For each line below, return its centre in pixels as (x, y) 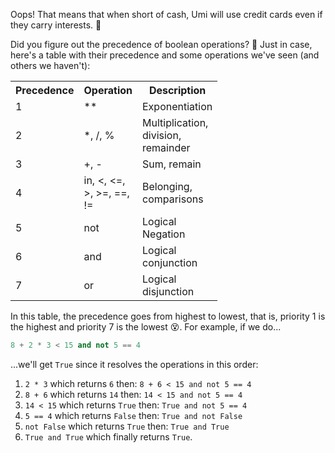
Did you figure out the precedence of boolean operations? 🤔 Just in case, (161, 44)
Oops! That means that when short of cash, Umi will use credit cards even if (166, 14)
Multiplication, (175, 122)
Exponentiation (177, 106)
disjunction (168, 291)
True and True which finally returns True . (108, 436)
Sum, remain (172, 164)
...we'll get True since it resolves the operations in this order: (134, 364)
